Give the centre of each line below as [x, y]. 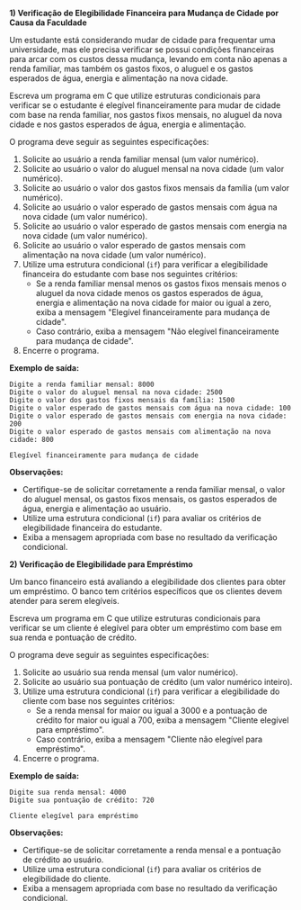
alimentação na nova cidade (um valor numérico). [114, 255]
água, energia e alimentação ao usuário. [97, 509]
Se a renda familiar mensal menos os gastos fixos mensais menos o [161, 284]
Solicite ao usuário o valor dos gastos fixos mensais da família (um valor [156, 188]
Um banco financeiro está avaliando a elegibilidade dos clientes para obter [148, 581]
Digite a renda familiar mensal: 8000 [82, 384]
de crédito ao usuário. [63, 860]
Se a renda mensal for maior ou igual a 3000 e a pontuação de [151, 711]
